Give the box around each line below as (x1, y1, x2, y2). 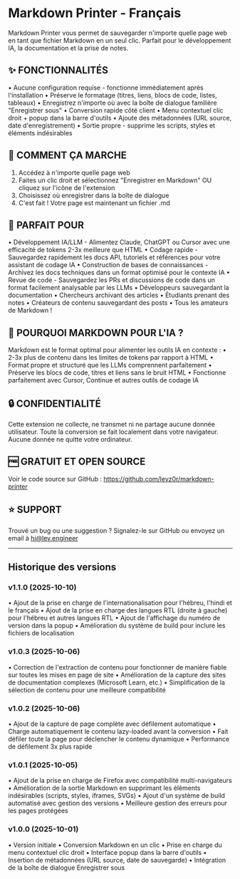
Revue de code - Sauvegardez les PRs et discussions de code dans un (8, 276, 216, 284)
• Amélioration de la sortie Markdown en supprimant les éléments (8, 784, 201, 792)
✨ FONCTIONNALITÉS (8, 64, 109, 76)
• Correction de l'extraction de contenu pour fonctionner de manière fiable (8, 662, 227, 671)
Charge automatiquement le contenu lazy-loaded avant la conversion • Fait (8, 727, 229, 735)
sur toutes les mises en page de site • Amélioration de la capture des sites (8, 670, 226, 679)
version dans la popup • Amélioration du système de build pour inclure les (8, 621, 226, 630)
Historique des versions (8, 561, 117, 573)
